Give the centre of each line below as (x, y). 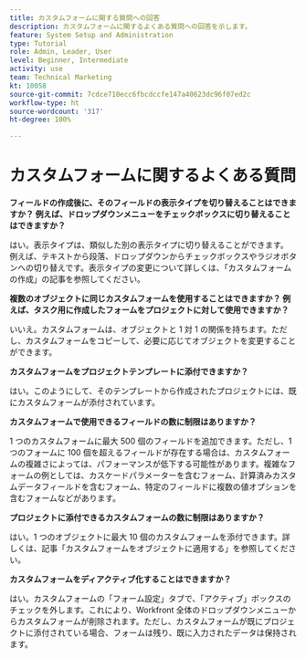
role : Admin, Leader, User (61, 52)
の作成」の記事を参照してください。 (78, 279)
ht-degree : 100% (40, 120)
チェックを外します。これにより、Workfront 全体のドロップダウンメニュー (149, 610)
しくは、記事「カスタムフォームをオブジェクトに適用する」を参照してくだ (149, 548)
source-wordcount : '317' (57, 111)
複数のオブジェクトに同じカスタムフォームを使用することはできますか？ (145, 298)
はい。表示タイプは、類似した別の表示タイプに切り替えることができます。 (149, 245)
